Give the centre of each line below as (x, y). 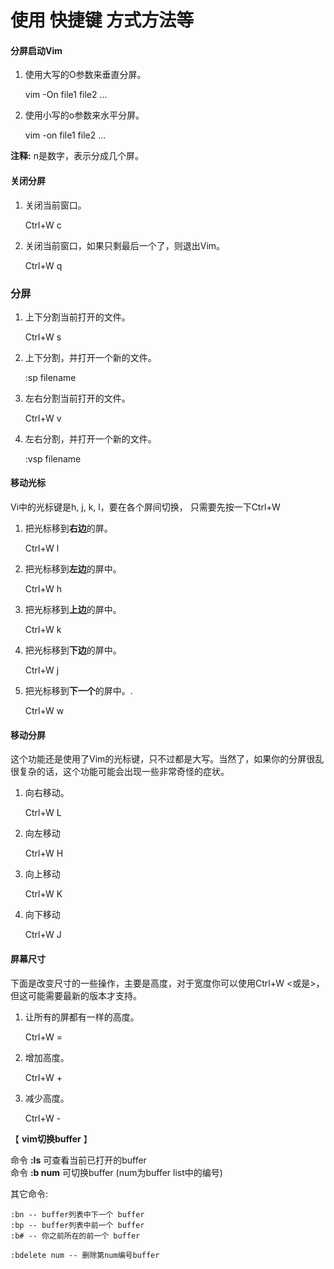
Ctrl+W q (43, 265)
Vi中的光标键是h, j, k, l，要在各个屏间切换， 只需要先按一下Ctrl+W (145, 507)
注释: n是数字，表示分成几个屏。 (77, 156)
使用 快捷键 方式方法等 (102, 20)
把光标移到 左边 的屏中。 (73, 569)
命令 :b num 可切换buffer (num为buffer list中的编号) (116, 1172)
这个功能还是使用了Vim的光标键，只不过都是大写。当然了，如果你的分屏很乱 (167, 759)
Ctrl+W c (43, 225)
